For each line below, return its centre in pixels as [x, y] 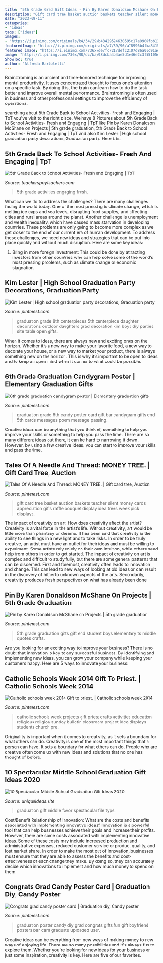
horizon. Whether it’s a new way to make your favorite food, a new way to [78, 346]
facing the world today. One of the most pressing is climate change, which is [81, 206]
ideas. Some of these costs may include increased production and [71, 841]
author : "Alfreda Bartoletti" [36, 64]
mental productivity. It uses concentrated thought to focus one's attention [79, 83]
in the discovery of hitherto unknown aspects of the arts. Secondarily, [75, 575]
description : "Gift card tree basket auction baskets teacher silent [77, 14]
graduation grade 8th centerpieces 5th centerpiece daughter [78, 321]
